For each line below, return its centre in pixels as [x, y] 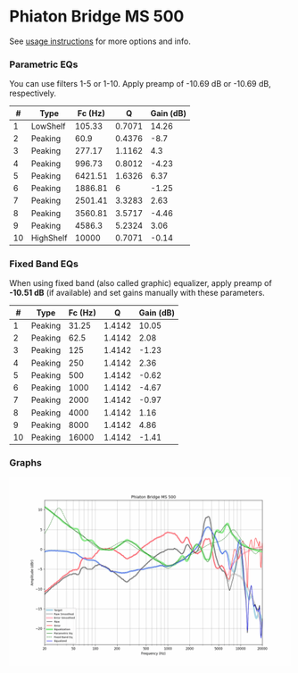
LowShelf [48, 126]
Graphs [25, 463]
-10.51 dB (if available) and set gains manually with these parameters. [137, 293]
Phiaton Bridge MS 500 [97, 17]
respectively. [33, 93]
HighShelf [49, 238]
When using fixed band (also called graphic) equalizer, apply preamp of [141, 283]
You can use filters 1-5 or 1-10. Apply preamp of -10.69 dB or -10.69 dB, [140, 84]
